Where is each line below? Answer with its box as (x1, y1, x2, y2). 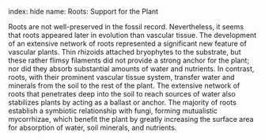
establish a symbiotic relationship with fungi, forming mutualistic (8, 106, 218, 115)
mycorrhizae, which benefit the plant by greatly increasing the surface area (8, 115, 254, 123)
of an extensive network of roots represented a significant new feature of (8, 39, 247, 48)
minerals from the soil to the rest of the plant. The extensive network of (8, 81, 240, 90)
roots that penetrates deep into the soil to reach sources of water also (8, 89, 236, 98)
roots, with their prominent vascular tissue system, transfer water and (8, 73, 235, 81)
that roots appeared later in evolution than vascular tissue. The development (8, 31, 257, 40)
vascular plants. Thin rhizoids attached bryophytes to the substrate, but (8, 47, 241, 56)
